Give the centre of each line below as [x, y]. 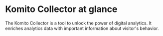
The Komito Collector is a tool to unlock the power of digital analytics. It [79, 23]
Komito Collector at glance [61, 9]
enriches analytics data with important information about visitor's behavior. [82, 28]
